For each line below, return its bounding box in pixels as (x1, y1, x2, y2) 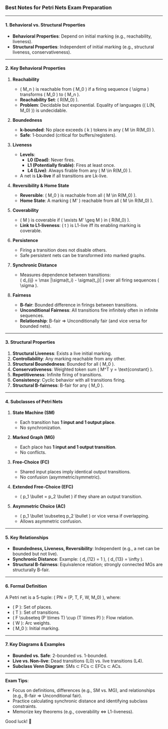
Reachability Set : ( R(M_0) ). (19, 97, 79, 103)
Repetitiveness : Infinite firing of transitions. (12, 371, 102, 377)
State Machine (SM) (12, 410, 55, 416)
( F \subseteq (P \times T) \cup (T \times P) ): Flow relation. (12, 614, 134, 620)
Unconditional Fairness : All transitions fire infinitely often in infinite (19, 307, 158, 313)
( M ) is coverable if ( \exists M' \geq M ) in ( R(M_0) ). (19, 217, 130, 223)
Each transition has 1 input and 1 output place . (19, 419, 116, 425)
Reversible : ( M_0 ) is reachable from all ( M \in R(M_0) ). (19, 192, 137, 198)
